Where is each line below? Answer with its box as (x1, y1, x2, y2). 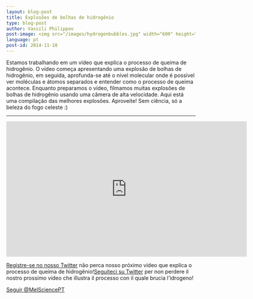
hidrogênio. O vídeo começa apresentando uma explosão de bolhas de (6, 65, 182, 72)
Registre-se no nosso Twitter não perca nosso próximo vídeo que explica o (6, 261, 192, 268)
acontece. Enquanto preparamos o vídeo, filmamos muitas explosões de (6, 84, 185, 91)
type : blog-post (6, 20, 47, 26)
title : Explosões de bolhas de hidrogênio (6, 14, 114, 20)
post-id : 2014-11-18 (6, 43, 58, 49)
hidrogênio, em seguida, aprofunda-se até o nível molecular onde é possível (6, 72, 195, 79)
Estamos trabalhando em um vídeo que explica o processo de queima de (6, 58, 187, 66)
